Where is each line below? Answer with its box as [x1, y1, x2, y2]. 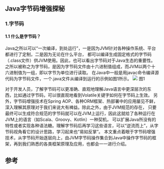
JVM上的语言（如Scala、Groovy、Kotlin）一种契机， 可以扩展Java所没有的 [5, 116, 156, 122]
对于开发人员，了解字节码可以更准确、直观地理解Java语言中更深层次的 [5, 86, 147, 92]
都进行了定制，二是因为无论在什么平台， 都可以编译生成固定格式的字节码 [5, 51, 152, 57]
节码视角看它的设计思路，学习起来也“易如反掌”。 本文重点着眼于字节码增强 [5, 129, 156, 134]
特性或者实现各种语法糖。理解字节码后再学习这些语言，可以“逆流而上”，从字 [5, 122, 159, 128]
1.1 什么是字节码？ [5, 33, 41, 39]
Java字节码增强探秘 [5, 4, 65, 13]
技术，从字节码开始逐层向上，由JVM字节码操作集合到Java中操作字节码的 [5, 134, 152, 140]
